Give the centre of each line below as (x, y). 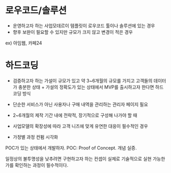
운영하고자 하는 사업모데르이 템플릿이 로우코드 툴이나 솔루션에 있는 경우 (84, 26)
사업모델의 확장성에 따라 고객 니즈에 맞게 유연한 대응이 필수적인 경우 (80, 126)
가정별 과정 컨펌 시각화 (35, 137)
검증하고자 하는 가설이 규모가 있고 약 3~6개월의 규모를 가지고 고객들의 (82, 80)
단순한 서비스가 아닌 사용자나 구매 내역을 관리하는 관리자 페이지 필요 (80, 104)
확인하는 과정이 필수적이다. (41, 165)
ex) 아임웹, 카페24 (24, 43)
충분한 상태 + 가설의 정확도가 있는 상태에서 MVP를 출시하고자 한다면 (86, 87)
